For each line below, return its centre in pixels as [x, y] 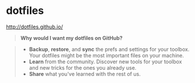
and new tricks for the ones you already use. [83, 67]
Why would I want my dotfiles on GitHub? [71, 38]
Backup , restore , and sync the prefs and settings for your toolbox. [109, 49]
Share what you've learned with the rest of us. [85, 74]
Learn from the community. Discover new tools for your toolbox [105, 62]
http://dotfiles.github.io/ [34, 27]
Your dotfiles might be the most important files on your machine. [106, 55]
